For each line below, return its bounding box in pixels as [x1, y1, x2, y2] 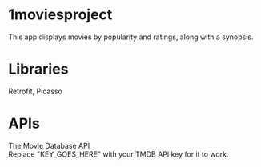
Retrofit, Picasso [8, 86, 62, 96]
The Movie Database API [8, 141, 90, 150]
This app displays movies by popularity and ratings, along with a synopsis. [8, 32, 254, 42]
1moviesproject [8, 6, 113, 24]
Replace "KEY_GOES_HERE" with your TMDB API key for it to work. [8, 149, 229, 159]
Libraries [8, 60, 69, 78]
